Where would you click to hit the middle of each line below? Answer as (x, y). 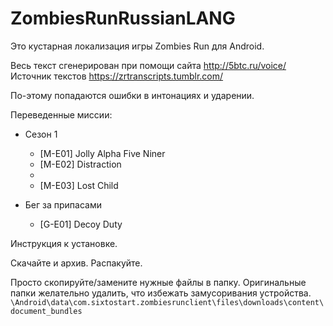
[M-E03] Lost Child (79, 185)
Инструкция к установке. (64, 243)
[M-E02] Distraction (80, 164)
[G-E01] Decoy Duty (81, 224)
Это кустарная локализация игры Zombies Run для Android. (137, 46)
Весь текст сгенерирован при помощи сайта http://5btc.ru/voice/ (148, 65)
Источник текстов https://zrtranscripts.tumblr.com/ (117, 76)
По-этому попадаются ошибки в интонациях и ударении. (132, 95)
